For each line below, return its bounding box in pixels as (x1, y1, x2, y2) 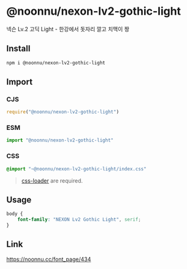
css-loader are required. (21, 176, 83, 184)
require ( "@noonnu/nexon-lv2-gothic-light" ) (6, 109, 120, 115)
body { (6, 211, 23, 217)
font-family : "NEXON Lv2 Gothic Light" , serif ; (17, 216, 141, 223)
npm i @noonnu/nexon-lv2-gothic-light (6, 59, 105, 66)
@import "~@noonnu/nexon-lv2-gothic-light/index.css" (6, 165, 147, 172)
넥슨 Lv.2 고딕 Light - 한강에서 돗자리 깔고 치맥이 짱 (6, 25, 130, 32)
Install (6, 44, 31, 54)
